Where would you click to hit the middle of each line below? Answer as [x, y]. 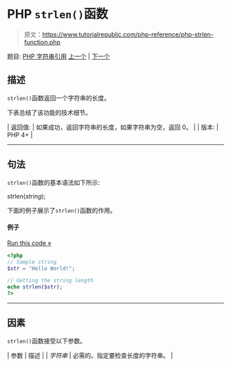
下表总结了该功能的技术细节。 [49, 112]
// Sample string [32, 262]
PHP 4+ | [20, 135]
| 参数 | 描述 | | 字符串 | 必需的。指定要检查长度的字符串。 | [90, 355]
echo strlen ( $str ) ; [35, 287]
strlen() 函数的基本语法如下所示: [54, 182]
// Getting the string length [51, 281]
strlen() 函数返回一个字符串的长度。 [59, 98]
